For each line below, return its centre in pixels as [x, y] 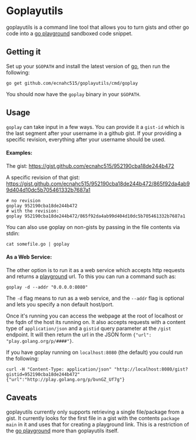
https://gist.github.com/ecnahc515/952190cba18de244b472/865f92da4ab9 [98, 183]
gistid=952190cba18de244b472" [43, 374]
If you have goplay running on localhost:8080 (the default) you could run [94, 352]
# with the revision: [33, 211]
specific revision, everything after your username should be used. [86, 139]
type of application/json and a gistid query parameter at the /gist [89, 328]
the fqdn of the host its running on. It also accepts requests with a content [96, 322]
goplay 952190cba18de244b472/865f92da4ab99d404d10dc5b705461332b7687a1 [96, 216]
